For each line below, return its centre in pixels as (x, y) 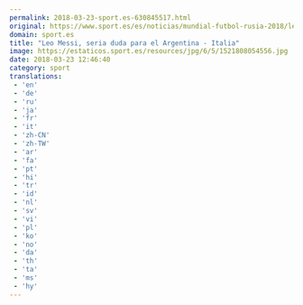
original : (28, 26)
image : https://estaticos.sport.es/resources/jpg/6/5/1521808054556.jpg (149, 51)
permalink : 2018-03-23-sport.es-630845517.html (101, 18)
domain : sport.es (42, 34)
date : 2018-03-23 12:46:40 (60, 60)
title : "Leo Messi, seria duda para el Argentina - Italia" (125, 43)
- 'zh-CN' (32, 135)
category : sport (40, 69)
